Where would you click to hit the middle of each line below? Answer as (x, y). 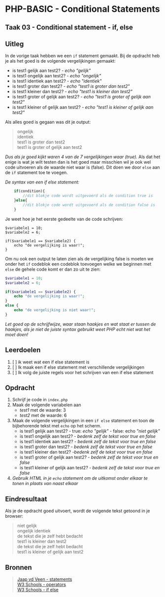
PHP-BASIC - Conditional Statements (82, 9)
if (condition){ (30, 191)
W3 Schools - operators (42, 585)
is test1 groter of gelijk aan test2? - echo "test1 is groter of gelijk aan (82, 97)
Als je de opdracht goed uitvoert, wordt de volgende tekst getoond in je (78, 511)
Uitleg (15, 44)
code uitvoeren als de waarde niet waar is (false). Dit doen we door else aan (82, 167)
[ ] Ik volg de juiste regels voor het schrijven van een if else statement (83, 372)
